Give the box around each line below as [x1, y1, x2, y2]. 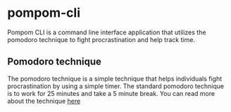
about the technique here [7, 97, 81, 105]
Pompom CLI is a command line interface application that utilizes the [7, 28, 206, 36]
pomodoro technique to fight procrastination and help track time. [7, 35, 196, 43]
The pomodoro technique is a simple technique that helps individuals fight [7, 74, 223, 83]
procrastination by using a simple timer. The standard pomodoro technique [7, 82, 224, 90]
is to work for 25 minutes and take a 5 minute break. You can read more [7, 89, 216, 97]
